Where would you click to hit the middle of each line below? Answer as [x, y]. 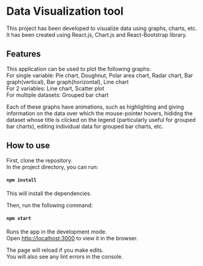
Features [24, 54]
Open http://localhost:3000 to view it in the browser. [72, 238]
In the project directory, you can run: [52, 167]
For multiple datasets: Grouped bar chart [57, 95]
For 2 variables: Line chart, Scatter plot [55, 88]
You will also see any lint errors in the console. [65, 256]
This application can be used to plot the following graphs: [79, 69]
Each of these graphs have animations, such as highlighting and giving [95, 107]
